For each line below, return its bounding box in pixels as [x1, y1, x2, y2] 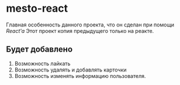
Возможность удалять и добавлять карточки [14, 66, 127, 73]
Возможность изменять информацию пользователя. [14, 72, 146, 79]
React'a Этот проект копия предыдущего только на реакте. [6, 27, 154, 34]
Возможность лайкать [14, 60, 71, 67]
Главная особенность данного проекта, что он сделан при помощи [6, 21, 174, 28]
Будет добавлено [6, 45, 73, 55]
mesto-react [6, 2, 68, 15]
